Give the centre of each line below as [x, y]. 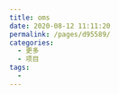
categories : [32, 43]
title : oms [30, 17]
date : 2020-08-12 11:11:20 [60, 26]
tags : [19, 68]
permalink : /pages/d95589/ [60, 34]
